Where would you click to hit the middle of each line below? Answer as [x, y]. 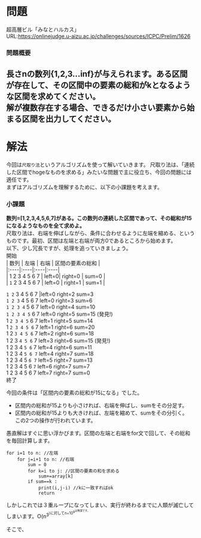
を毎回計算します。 [30, 441]
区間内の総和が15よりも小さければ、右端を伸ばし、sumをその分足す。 [101, 406]
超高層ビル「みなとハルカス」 [43, 29]
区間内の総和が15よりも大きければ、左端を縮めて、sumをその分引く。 [101, 413]
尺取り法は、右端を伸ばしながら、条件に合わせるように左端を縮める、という [100, 233]
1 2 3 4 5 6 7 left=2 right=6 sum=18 [50, 334]
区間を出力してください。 [69, 119]
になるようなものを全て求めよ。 [45, 226]
